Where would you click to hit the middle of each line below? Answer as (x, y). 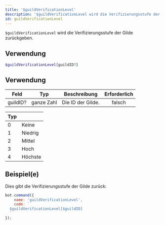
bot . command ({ (20, 195)
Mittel (28, 141)
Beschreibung (81, 94)
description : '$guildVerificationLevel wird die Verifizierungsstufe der (83, 14)
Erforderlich (119, 94)
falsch (119, 102)
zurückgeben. (19, 38)
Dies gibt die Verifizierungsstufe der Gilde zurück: (56, 186)
